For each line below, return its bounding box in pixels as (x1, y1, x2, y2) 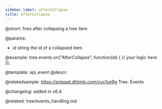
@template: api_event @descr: (5, 69, 68, 75)
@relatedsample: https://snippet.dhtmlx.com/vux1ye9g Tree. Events (5, 79, 144, 85)
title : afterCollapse (5, 12, 50, 17)
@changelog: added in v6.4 (5, 88, 62, 94)
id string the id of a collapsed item (12, 45, 82, 51)
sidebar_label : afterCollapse (5, 7, 68, 12)
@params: (5, 35, 26, 41)
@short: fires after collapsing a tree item (5, 25, 88, 31)
